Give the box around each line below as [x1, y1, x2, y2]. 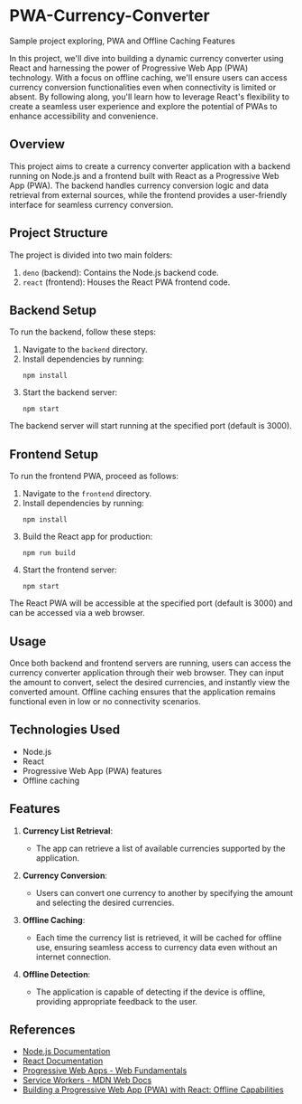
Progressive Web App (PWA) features [22, 765, 162, 776]
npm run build [22, 549, 76, 558]
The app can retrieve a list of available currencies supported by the [35, 843, 286, 854]
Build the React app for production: [22, 531, 153, 543]
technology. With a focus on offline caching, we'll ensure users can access [9, 71, 288, 82]
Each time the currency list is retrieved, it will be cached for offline [35, 932, 282, 943]
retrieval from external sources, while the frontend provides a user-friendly [9, 189, 288, 200]
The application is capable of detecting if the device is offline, [35, 986, 266, 997]
